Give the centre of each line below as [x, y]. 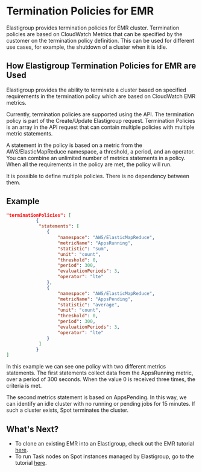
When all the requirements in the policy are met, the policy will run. [89, 164]
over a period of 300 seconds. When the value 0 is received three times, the [101, 379]
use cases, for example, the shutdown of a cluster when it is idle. [87, 47]
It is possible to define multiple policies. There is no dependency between [98, 176]
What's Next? [33, 429]
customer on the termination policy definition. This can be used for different [100, 40]
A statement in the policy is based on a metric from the [74, 145]
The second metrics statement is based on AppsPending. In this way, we [96, 397]
